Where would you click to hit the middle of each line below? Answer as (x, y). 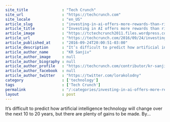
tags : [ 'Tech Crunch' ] (53, 85)
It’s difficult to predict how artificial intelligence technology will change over (84, 108)
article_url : (35, 38)
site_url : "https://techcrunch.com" (63, 15)
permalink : (35, 89)
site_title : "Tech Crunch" (51, 10)
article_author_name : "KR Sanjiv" (49, 52)
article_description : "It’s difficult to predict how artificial (82, 47)
